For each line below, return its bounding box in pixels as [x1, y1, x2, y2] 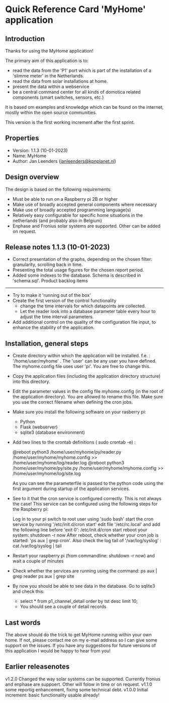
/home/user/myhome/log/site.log [12, 470, 81, 476]
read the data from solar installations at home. [12, 78, 108, 84]
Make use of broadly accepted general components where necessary [12, 201, 157, 207]
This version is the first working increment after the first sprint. [5, 119, 135, 125]
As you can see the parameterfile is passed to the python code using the [12, 480, 163, 487]
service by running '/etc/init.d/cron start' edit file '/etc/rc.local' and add [12, 521, 160, 528]
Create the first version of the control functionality [12, 297, 117, 304]
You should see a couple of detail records [20, 603, 107, 610]
